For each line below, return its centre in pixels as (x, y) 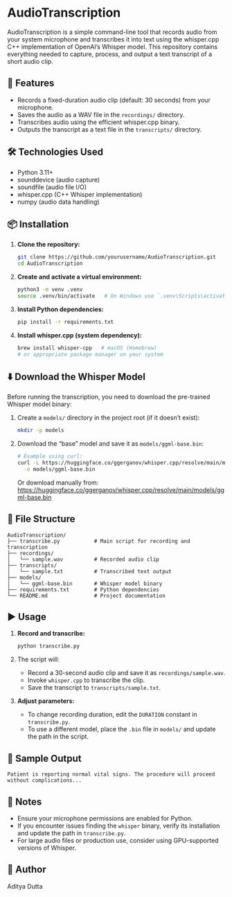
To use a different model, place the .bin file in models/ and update (122, 729)
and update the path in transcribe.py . (71, 833)
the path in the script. (58, 737)
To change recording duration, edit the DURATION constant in (112, 715)
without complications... (44, 781)
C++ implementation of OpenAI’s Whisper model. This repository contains (113, 46)
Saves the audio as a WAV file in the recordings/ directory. (101, 114)
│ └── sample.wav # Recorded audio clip (83, 559)
